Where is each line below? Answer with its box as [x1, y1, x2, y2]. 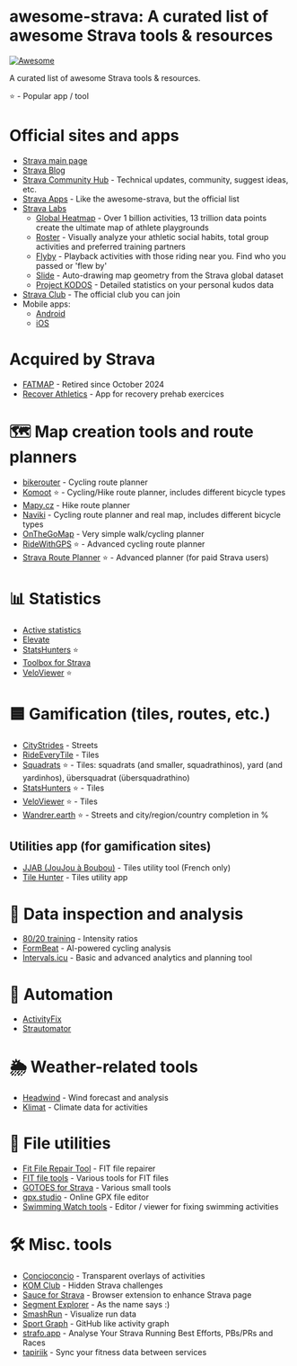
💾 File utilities [9, 1133, 111, 1154]
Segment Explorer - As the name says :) [22, 1299, 170, 1310]
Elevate [22, 634, 50, 645]
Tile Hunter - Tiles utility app [22, 872, 128, 883]
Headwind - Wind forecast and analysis [22, 1093, 169, 1103]
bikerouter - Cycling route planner [22, 477, 148, 487]
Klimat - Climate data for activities [22, 1102, 148, 1112]
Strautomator [22, 1023, 72, 1034]
